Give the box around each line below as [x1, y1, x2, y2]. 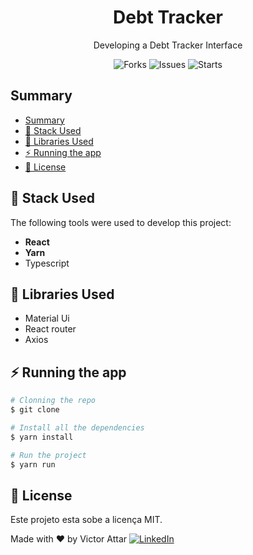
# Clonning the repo [10, 396, 97, 406]
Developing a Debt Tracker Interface [93, 39, 243, 51]
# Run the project [10, 450, 87, 460]
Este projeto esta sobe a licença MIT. [10, 514, 163, 526]
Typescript [24, 257, 70, 269]
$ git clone [10, 405, 60, 415]
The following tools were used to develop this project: [10, 216, 232, 228]
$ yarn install [10, 432, 74, 442]
